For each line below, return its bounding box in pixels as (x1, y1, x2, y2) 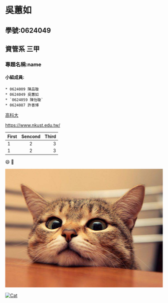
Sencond (21, 133, 41, 139)
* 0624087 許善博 (5, 103, 39, 108)
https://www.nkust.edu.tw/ (5, 122, 60, 128)
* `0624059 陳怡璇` (5, 97, 43, 103)
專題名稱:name (5, 61, 41, 68)
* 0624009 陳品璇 (5, 87, 39, 92)
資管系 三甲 (5, 45, 40, 53)
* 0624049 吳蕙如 (5, 92, 39, 97)
